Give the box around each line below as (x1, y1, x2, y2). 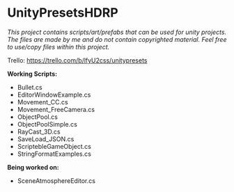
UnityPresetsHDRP (7, 5, 118, 21)
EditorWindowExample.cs (17, 90, 91, 99)
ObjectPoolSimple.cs (17, 120, 78, 128)
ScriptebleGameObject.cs (17, 142, 92, 150)
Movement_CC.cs (17, 97, 68, 106)
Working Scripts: (7, 70, 58, 78)
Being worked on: (7, 163, 59, 171)
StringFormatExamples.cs (17, 150, 92, 158)
